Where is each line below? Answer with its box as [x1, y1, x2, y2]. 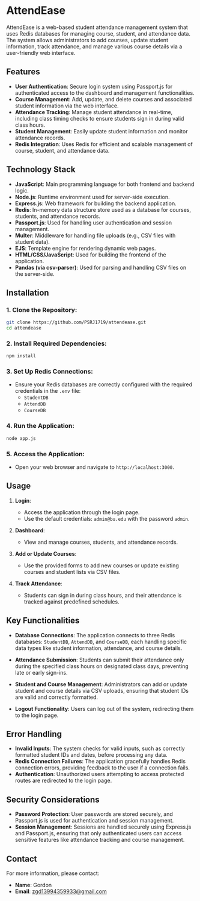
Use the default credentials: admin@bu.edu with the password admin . [23, 515, 190, 522]
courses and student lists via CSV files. [23, 568, 121, 575]
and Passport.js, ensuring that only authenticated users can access [14, 830, 182, 837]
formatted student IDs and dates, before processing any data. [14, 751, 168, 759]
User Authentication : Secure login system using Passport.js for [14, 83, 173, 90]
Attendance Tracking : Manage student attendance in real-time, [14, 108, 173, 115]
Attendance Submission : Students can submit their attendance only [14, 656, 184, 663]
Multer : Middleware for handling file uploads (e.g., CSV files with [14, 232, 176, 239]
